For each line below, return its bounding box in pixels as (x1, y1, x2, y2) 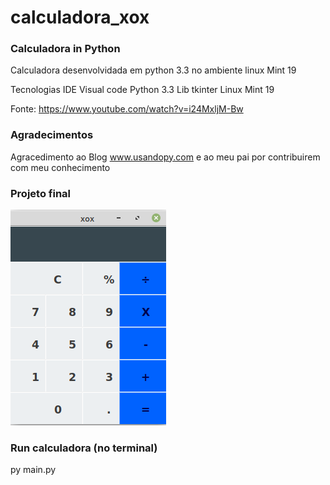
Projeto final (10, 186, 72, 200)
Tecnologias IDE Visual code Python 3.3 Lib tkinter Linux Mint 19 (10, 84, 275, 96)
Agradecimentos (10, 128, 94, 142)
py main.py (10, 464, 57, 476)
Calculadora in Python (10, 42, 121, 56)
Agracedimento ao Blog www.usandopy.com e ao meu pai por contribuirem (10, 151, 321, 163)
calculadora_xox (10, 6, 150, 29)
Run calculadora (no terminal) (10, 441, 158, 455)
